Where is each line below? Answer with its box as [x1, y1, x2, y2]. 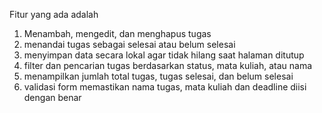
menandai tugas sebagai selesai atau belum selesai [23, 39, 236, 50]
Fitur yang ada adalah [9, 9, 99, 20]
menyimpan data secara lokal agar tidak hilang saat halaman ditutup [23, 49, 305, 61]
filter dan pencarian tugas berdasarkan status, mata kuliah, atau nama [23, 60, 313, 71]
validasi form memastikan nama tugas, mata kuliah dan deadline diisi [23, 81, 307, 93]
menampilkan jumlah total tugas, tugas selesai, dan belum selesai [23, 70, 294, 82]
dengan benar [23, 92, 82, 103]
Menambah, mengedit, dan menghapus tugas [23, 28, 212, 39]
